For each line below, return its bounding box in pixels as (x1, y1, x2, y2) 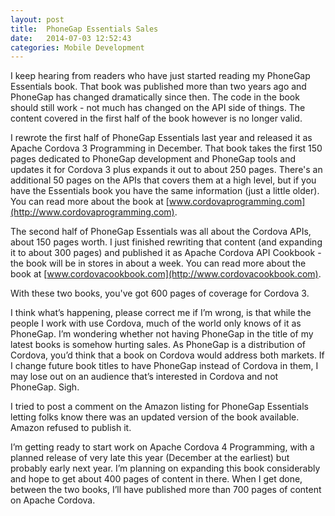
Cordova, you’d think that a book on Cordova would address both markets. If (10, 349, 325, 361)
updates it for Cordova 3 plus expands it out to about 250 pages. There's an (10, 164, 323, 176)
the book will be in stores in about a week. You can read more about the (10, 257, 307, 270)
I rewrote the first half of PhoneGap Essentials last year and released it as (10, 132, 313, 144)
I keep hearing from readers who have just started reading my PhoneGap (10, 70, 311, 82)
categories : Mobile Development (10, 42, 145, 53)
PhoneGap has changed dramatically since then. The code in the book (10, 91, 300, 103)
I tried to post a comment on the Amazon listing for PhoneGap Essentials (10, 401, 309, 413)
